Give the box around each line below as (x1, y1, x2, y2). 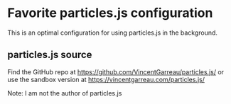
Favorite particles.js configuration (7, 5, 213, 21)
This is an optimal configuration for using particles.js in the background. (7, 28, 218, 37)
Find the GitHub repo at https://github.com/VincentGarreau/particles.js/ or (7, 67, 225, 76)
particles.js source (7, 49, 92, 61)
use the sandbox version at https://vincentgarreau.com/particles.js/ (7, 75, 205, 83)
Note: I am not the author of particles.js (7, 88, 122, 97)
